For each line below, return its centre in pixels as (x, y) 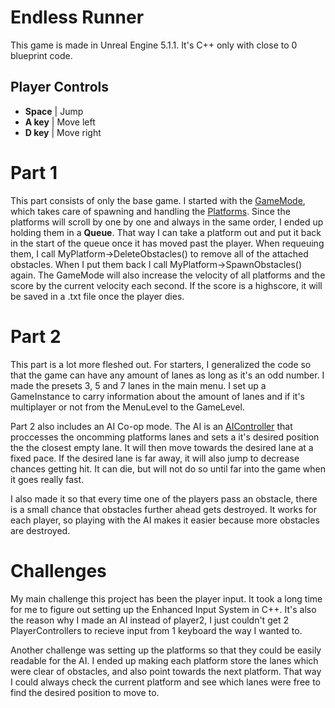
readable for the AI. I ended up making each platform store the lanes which (164, 660)
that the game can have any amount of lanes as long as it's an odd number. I (167, 375)
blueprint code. (41, 55)
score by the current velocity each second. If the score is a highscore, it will (166, 285)
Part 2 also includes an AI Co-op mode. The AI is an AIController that (151, 426)
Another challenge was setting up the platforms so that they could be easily (166, 650)
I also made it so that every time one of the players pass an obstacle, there (164, 498)
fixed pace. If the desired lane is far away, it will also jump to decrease (155, 458)
